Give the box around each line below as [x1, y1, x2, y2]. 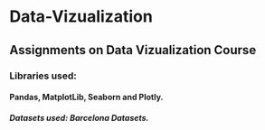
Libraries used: [9, 70, 77, 82]
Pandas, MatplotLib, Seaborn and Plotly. [9, 92, 164, 103]
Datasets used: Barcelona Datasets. [9, 112, 149, 123]
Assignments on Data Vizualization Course [9, 42, 257, 58]
